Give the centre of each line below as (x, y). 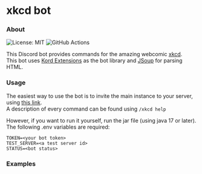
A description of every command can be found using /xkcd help (86, 109)
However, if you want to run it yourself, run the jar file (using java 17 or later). (101, 120)
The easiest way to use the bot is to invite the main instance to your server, (100, 96)
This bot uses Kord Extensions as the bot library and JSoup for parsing (94, 60)
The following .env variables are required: (58, 127)
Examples (21, 164)
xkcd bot (29, 11)
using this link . (24, 102)
